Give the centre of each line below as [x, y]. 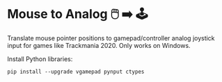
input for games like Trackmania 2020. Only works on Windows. [99, 45]
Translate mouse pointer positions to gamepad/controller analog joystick [111, 38]
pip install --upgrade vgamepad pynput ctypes [76, 72]
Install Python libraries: [40, 59]
